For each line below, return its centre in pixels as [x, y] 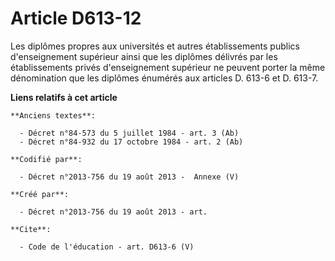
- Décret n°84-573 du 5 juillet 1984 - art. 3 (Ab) [129, 133]
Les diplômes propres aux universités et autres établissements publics [155, 46]
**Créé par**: [40, 194]
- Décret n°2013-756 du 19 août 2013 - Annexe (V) [129, 177]
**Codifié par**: [46, 159]
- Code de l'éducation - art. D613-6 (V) [107, 247]
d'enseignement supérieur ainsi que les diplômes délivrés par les [144, 56]
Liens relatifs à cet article [64, 97]
